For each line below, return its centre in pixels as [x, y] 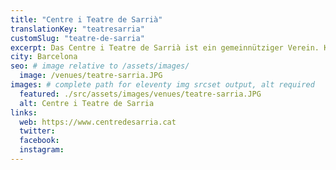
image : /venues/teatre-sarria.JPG [91, 76]
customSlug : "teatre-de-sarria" [77, 38]
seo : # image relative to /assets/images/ [100, 66]
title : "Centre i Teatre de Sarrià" [86, 19]
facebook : [39, 141]
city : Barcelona [44, 57]
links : [24, 112]
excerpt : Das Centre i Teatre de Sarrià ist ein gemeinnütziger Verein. [165, 47]
